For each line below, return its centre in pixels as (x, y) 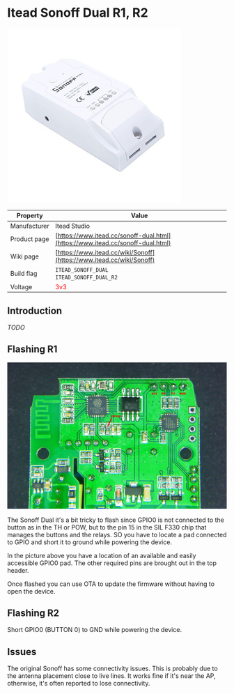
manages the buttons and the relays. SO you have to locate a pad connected (117, 534)
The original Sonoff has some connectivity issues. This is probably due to (112, 669)
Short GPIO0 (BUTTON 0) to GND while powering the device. (95, 630)
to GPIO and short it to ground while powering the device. (90, 542)
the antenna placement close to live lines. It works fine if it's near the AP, (111, 676)
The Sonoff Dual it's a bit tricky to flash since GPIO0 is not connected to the (116, 520)
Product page (30, 239)
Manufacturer (30, 226)
